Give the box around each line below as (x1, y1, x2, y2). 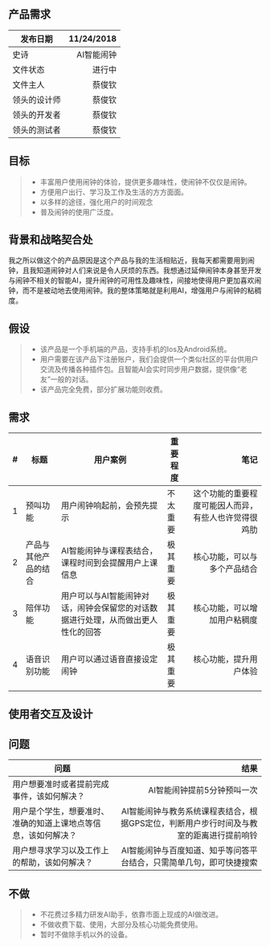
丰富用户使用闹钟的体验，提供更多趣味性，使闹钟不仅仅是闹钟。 (39, 177, 252, 186)
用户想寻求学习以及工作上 (12, 845, 110, 856)
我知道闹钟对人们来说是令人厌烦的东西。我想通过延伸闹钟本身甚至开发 (29, 266, 262, 276)
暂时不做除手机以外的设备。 (39, 930, 133, 940)
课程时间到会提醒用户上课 (61, 557, 158, 569)
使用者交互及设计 (8, 708, 93, 721)
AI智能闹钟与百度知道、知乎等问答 (121, 845, 250, 856)
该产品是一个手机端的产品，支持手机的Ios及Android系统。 (39, 345, 231, 354)
